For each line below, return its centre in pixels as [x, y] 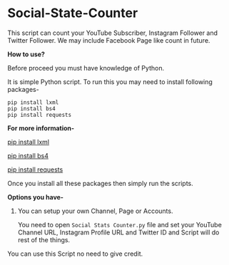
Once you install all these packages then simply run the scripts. [101, 183]
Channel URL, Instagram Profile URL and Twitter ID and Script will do [118, 232]
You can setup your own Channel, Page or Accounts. [95, 211]
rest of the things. [44, 239]
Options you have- [36, 197]
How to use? [26, 54]
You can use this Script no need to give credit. [75, 254]
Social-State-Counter [73, 13]
